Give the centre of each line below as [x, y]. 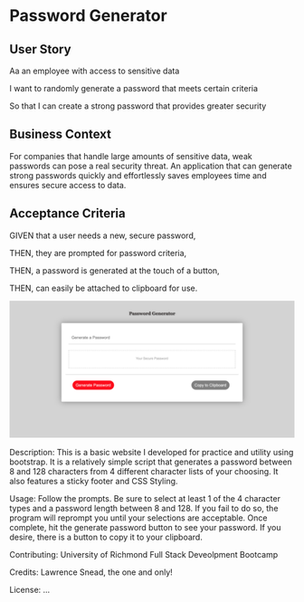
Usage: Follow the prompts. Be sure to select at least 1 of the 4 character [145, 498]
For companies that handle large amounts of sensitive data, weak [131, 156]
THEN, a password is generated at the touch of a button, [114, 270]
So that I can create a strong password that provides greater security [138, 106]
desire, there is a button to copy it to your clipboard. [106, 537]
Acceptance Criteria [67, 214]
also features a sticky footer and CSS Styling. [94, 481]
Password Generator [88, 16]
